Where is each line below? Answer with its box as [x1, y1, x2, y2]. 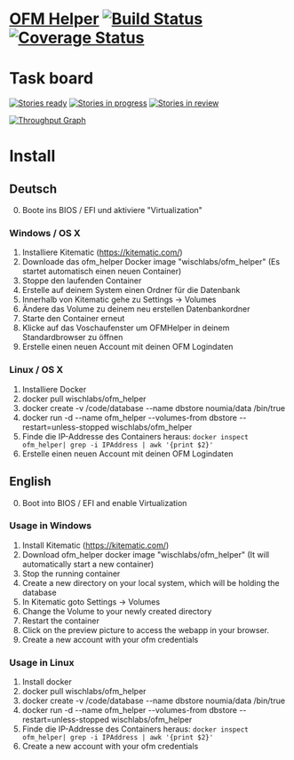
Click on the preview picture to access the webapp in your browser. [21, 624, 269, 635]
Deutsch [9, 181, 58, 196]
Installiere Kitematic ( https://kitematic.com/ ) [21, 247, 184, 257]
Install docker [21, 677, 73, 687]
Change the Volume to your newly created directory [21, 606, 212, 616]
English [9, 474, 52, 489]
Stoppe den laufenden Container [21, 275, 142, 286]
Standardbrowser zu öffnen [21, 332, 123, 343]
